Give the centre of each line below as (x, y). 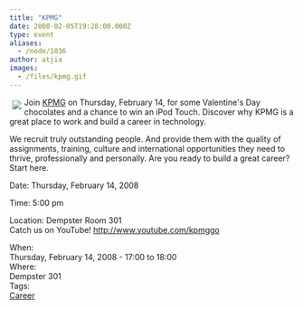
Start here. (29, 167)
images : (24, 69)
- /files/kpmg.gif (52, 77)
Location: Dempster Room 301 (66, 220)
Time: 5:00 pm (37, 202)
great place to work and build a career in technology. (108, 121)
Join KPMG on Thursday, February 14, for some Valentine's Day (142, 102)
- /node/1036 (42, 51)
